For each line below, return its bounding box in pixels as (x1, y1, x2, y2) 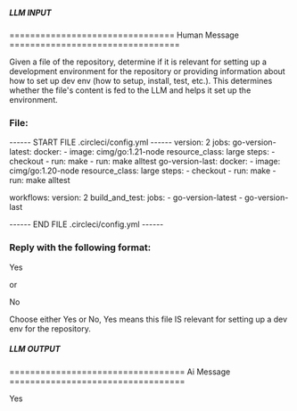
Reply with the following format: (9, 241, 152, 254)
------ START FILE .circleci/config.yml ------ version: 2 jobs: (9, 137, 231, 147)
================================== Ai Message (9, 366, 231, 377)
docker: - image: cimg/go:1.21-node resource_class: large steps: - (33, 147, 276, 157)
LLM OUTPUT (9, 344, 61, 355)
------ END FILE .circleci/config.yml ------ (9, 219, 164, 230)
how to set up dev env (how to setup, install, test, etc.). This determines (9, 75, 273, 86)
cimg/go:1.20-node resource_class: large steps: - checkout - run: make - (9, 165, 276, 176)
